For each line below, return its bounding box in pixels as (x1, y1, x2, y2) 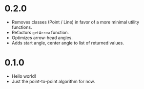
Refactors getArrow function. (11, 29, 69, 35)
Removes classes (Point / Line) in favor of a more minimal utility (11, 19, 140, 25)
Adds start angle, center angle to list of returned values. (11, 40, 124, 45)
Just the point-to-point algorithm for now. (11, 78, 96, 84)
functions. (11, 24, 32, 30)
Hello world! (11, 73, 36, 79)
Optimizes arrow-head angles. (11, 35, 73, 41)
